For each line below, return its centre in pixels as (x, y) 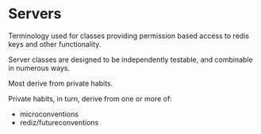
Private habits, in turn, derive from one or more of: (90, 98)
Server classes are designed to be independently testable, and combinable (130, 59)
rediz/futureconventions (59, 122)
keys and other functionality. (55, 44)
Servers (35, 14)
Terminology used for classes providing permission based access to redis (129, 36)
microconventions (49, 114)
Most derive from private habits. (61, 83)
